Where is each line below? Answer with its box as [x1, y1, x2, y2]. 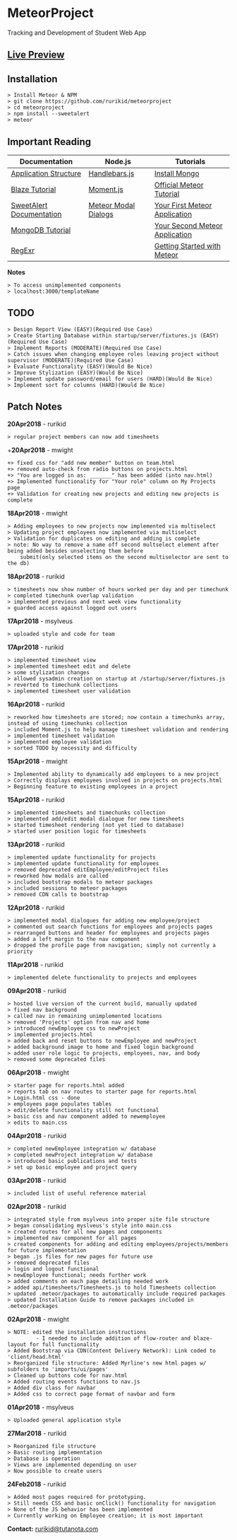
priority [7, 948, 33, 955]
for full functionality [29, 1341, 99, 1348]
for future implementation [7, 1246, 87, 1254]
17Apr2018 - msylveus [7, 617, 73, 625]
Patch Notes [7, 401, 63, 413]
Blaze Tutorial [11, 184, 56, 194]
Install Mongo [154, 168, 200, 178]
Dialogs [88, 209, 114, 219]
